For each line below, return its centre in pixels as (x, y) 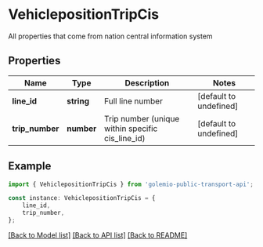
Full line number (133, 101)
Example (30, 166)
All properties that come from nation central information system (110, 36)
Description (147, 82)
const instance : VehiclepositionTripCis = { (82, 198)
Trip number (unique (142, 118)
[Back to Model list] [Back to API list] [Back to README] (98, 235)
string (78, 101)
